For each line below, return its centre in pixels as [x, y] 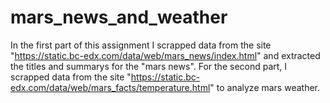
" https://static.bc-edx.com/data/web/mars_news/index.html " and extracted [165, 55]
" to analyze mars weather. [265, 87]
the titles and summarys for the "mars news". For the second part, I [149, 66]
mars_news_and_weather [119, 17]
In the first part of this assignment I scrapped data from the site [141, 45]
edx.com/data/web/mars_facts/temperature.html [110, 87]
